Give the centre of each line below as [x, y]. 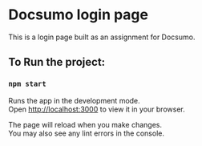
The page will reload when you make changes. [85, 124]
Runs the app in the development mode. [74, 100]
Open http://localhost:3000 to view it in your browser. [97, 109]
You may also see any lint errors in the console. [86, 133]
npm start [27, 84]
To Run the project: [57, 62]
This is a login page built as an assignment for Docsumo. [102, 37]
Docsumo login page [78, 15]
